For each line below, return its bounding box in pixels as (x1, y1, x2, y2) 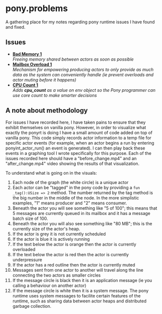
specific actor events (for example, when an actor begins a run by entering (5, 140, 154, 146)
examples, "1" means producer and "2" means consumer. (12, 200, 127, 206)
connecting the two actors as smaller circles (12, 272, 101, 278)
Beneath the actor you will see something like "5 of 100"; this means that (12, 205, 158, 211)
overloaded (12, 246, 36, 252)
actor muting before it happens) (12, 77, 76, 83)
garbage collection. (12, 303, 51, 309)
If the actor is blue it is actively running (12, 236, 90, 242)
